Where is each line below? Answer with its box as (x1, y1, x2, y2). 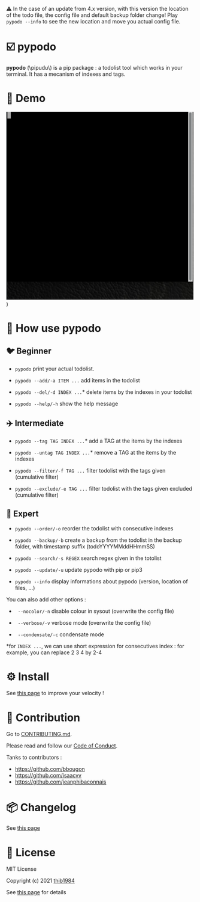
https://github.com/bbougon (14, 765, 85, 773)
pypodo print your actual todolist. (14, 365, 95, 372)
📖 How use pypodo (6, 322, 102, 336)
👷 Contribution (6, 711, 81, 724)
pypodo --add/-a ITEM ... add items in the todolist (14, 376, 141, 384)
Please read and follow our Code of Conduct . (6, 742, 118, 749)
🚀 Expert (6, 509, 39, 519)
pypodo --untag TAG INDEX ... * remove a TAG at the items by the (14, 449, 177, 456)
